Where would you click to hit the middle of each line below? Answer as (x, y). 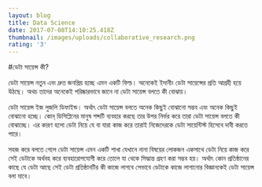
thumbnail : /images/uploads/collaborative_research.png (101, 37)
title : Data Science (42, 23)
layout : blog (30, 15)
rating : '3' (28, 45)
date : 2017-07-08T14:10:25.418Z (61, 30)
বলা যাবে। (20, 176)
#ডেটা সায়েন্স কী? (29, 67)
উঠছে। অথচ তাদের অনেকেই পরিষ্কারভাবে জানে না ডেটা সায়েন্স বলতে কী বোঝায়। (98, 92)
